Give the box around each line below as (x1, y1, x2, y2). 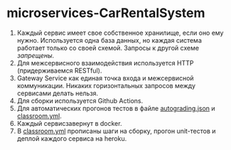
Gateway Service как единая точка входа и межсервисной (16, 73, 194, 82)
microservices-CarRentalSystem (6, 5, 205, 21)
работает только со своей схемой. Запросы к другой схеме (16, 43, 200, 52)
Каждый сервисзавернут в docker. (16, 119, 122, 127)
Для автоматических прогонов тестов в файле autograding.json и (16, 104, 215, 112)
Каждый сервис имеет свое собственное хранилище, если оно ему (16, 28, 224, 37)
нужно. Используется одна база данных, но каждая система (16, 36, 202, 44)
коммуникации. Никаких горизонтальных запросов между (16, 81, 196, 90)
